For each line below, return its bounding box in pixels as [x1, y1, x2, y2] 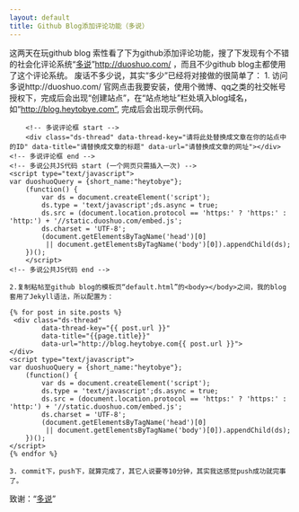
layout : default [9, 13, 70, 22]
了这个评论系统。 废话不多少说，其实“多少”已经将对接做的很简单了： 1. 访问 [9, 69, 288, 81]
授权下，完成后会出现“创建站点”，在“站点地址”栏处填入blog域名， [9, 92, 252, 103]
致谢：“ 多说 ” [9, 493, 57, 504]
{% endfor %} [9, 449, 58, 458]
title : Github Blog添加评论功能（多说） [9, 22, 149, 31]
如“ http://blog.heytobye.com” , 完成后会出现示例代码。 [9, 103, 208, 114]
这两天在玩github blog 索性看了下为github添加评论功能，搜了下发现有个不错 [9, 47, 290, 58]
